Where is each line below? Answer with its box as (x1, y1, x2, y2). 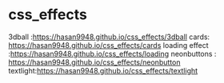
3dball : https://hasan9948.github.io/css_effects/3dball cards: (8, 32, 210, 41)
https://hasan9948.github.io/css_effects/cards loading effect (8, 40, 210, 49)
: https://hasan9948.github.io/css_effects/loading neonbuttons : (8, 49, 217, 58)
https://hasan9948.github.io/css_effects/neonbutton (8, 57, 181, 67)
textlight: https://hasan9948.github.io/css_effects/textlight (8, 65, 198, 75)
